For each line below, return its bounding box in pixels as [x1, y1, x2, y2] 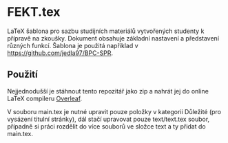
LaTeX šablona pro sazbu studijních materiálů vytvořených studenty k [7, 27, 205, 35]
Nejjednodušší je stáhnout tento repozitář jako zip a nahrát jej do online [7, 87, 209, 95]
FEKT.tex [7, 4, 61, 20]
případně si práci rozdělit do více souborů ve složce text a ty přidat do [7, 122, 206, 131]
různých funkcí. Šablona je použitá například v [7, 41, 139, 49]
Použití [7, 69, 38, 80]
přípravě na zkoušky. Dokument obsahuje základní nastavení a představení [7, 34, 219, 42]
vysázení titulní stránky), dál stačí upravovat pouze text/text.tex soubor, [7, 115, 210, 123]
